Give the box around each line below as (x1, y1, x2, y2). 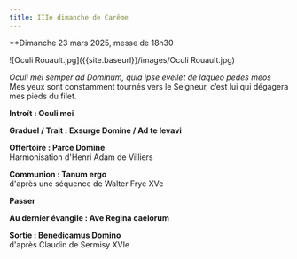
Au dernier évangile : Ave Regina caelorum (9, 212, 170, 223)
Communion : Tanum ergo (9, 169, 107, 179)
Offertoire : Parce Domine (9, 142, 106, 153)
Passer (9, 195, 35, 206)
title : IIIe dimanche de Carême (9, 12, 129, 22)
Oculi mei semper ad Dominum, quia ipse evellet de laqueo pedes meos (9, 72, 272, 82)
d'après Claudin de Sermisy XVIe (9, 239, 130, 249)
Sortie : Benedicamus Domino (9, 230, 121, 240)
